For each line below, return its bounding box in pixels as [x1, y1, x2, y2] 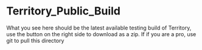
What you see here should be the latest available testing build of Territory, [6, 24, 192, 31]
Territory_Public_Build [6, 4, 120, 18]
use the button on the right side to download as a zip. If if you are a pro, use [6, 30, 197, 37]
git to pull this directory [6, 37, 64, 44]
